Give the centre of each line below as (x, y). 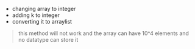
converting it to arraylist (42, 21)
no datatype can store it (48, 40)
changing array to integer (44, 9)
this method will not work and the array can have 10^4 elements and (103, 33)
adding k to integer (36, 15)
